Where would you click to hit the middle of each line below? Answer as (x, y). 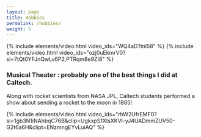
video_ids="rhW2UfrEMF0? (122, 114)
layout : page (23, 12)
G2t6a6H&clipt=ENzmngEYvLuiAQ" (51, 127)
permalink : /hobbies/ (34, 23)
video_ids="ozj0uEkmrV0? (92, 53)
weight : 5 (19, 29)
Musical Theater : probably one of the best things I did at (92, 75)
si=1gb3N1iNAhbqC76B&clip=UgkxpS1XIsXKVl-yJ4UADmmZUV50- (91, 121)
